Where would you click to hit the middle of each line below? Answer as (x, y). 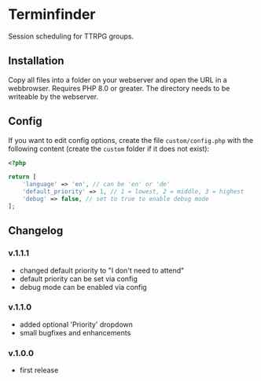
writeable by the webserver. (53, 97)
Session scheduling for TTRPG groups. (71, 36)
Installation (36, 61)
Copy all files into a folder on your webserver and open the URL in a (118, 79)
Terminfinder (52, 15)
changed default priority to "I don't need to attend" (102, 270)
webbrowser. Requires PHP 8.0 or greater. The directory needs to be (119, 88)
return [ (22, 177)
